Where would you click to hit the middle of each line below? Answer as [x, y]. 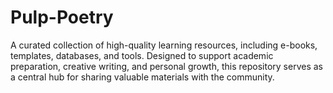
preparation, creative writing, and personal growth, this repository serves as [166, 66]
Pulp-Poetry [62, 17]
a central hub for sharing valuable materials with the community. [142, 77]
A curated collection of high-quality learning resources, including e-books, [164, 45]
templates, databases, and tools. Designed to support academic [142, 55]
